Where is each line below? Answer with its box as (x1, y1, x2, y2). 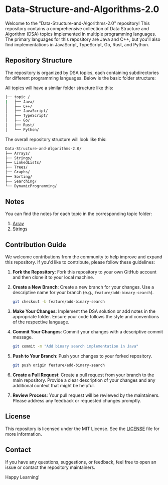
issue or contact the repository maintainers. (5, 464, 95, 470)
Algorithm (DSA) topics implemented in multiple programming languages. (5, 31, 156, 37)
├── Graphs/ (5, 170, 30, 175)
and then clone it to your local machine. (12, 274, 94, 281)
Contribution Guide (5, 240, 67, 249)
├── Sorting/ (5, 174, 33, 179)
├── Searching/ (5, 179, 37, 184)
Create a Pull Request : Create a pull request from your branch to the (12, 372, 154, 378)
